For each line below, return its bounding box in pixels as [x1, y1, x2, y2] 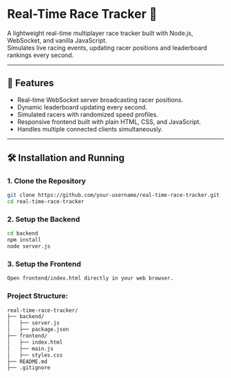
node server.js [7, 243, 51, 250]
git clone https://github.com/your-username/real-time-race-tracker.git [7, 192, 220, 199]
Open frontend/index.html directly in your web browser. [7, 275, 174, 282]
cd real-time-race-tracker [7, 198, 85, 205]
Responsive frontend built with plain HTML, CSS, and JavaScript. [16, 117, 201, 126]
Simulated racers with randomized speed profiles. [16, 110, 159, 118]
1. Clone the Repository [7, 176, 86, 186]
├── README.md [7, 358, 48, 365]
